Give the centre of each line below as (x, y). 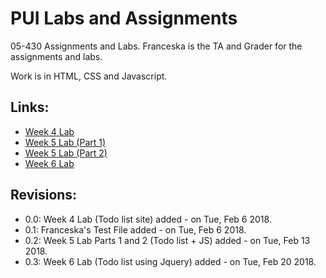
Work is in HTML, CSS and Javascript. (89, 76)
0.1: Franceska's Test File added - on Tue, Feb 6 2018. (135, 229)
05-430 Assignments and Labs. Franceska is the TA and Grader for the (156, 46)
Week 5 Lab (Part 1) (65, 142)
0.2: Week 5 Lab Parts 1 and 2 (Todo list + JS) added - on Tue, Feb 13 (167, 240)
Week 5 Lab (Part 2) (66, 153)
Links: (30, 107)
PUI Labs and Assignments (124, 18)
